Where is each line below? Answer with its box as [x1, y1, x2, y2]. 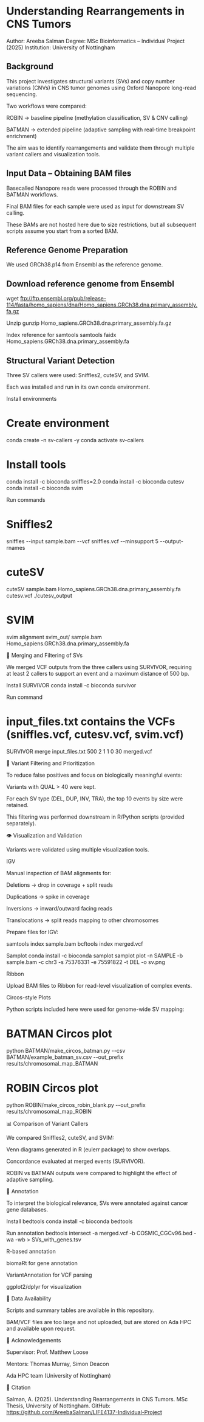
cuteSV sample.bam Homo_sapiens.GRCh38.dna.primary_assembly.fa [6, 585, 181, 592]
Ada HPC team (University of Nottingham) [6, 1372, 111, 1379]
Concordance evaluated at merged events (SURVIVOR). [6, 1157, 145, 1165]
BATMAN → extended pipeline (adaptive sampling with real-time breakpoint [6, 126, 195, 133]
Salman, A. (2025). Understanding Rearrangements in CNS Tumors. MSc [6, 1395, 188, 1403]
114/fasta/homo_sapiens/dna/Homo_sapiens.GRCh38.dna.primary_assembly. [6, 301, 198, 308]
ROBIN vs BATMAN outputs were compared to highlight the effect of [6, 1169, 177, 1176]
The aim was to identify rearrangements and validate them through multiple [6, 144, 195, 151]
